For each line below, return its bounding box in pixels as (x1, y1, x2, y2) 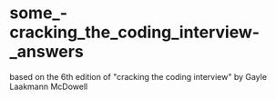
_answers (9, 42, 84, 62)
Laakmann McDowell (9, 81, 88, 92)
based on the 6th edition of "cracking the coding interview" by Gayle (9, 71, 267, 82)
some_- (9, 3, 68, 24)
